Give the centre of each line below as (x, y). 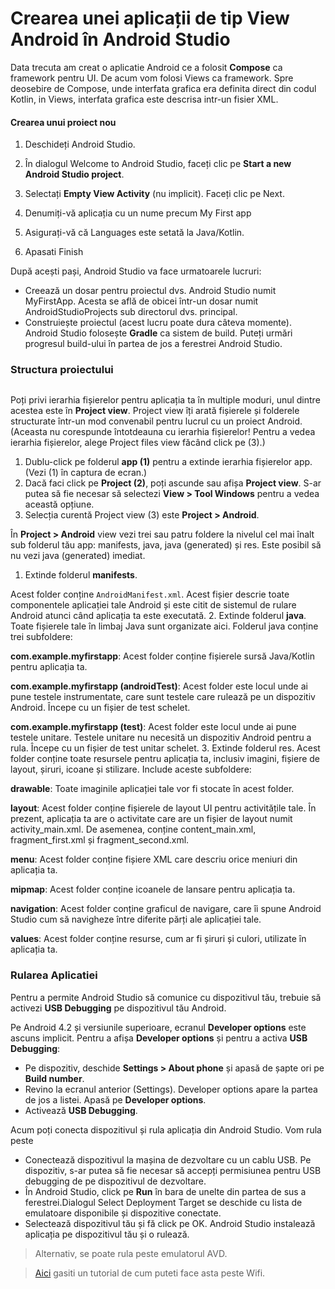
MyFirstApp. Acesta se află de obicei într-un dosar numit (141, 301)
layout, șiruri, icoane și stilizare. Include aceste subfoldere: (131, 769)
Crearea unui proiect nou (63, 122)
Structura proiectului (62, 370)
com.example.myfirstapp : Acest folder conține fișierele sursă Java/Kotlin (162, 656)
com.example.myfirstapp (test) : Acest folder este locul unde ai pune (153, 727)
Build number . (54, 1078)
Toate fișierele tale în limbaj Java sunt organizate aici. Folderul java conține (164, 626)
